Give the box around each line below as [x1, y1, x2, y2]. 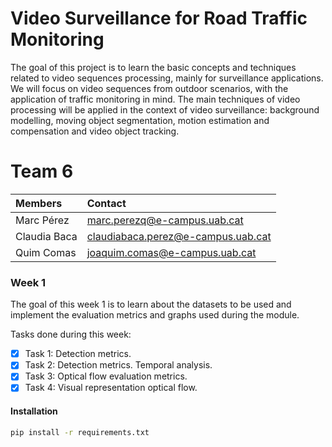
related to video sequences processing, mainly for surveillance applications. [10, 72, 324, 84]
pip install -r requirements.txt [10, 427, 150, 437]
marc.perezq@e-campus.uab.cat [86, 213, 244, 227]
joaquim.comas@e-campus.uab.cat [86, 245, 257, 259]
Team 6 [10, 160, 74, 183]
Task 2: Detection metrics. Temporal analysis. [24, 359, 213, 371]
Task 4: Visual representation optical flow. [24, 382, 198, 394]
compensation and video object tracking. [10, 125, 180, 137]
